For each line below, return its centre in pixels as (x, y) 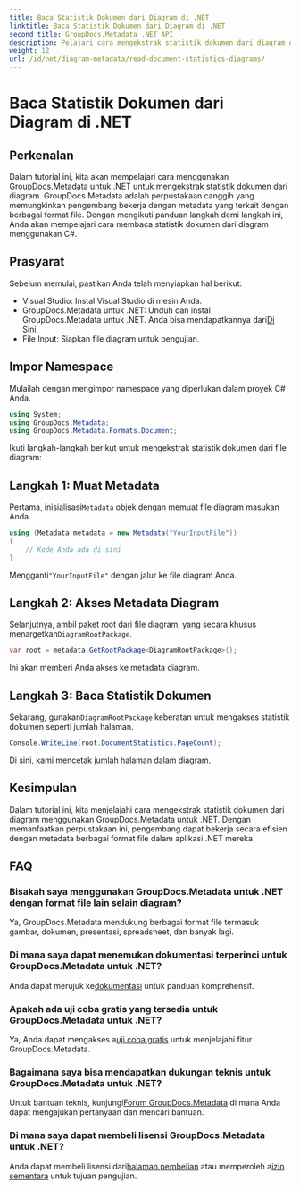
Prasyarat (37, 262)
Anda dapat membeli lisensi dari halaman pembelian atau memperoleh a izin (147, 1166)
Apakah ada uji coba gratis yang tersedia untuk (114, 1009)
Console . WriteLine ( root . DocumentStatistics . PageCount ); (115, 743)
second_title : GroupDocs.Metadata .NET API (92, 34)
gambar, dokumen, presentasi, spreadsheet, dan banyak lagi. (122, 932)
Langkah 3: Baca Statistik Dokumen (110, 695)
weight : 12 (29, 51)
